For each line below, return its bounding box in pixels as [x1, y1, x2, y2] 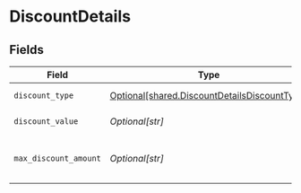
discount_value [13, 117, 79, 127]
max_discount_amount [13, 154, 101, 163]
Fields [9, 42, 45, 57]
